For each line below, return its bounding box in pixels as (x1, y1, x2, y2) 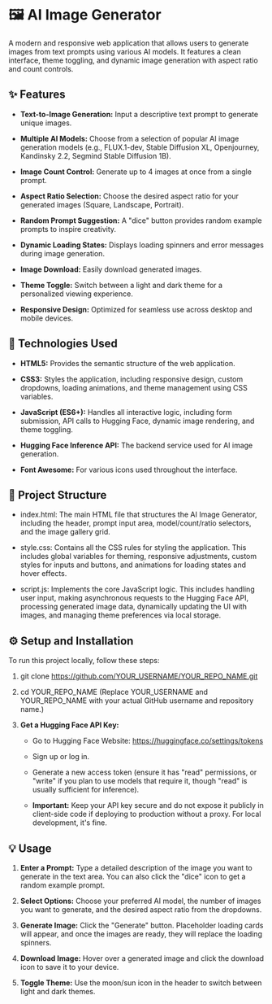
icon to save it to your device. (19, 963, 119, 971)
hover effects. (19, 569, 67, 578)
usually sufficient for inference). (32, 785, 140, 795)
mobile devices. (19, 313, 74, 323)
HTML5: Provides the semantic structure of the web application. (19, 358, 235, 368)
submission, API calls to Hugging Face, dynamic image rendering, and (19, 416, 255, 426)
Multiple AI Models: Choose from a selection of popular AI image (19, 133, 240, 143)
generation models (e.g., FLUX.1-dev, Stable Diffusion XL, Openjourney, (19, 142, 260, 152)
